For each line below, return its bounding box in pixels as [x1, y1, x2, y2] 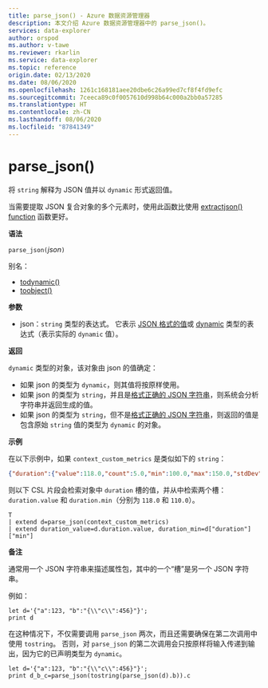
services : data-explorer [8, 26, 91, 34]
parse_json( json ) [8, 244, 65, 254]
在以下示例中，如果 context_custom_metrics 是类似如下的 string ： [8, 453, 227, 463]
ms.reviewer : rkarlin [8, 49, 81, 57]
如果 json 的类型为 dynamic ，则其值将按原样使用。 [19, 380, 184, 389]
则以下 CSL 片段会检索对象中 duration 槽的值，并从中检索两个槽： [8, 484, 227, 495]
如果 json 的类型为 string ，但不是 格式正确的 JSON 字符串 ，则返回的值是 [19, 409, 259, 419]
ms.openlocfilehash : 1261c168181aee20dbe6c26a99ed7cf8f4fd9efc [8, 85, 223, 94]
